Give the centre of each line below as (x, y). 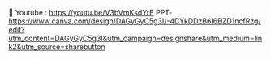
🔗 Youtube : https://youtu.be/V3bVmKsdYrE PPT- (90, 13)
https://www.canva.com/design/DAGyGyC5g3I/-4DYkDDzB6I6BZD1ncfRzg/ (135, 21)
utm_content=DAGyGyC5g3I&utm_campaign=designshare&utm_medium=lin (135, 38)
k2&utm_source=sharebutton (57, 47)
